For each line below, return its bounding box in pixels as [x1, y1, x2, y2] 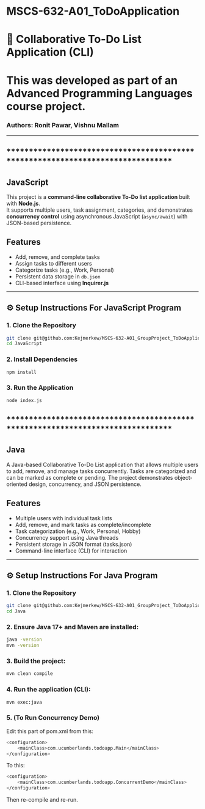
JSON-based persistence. [6, 219, 72, 227]
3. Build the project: [6, 657, 66, 665]
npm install [6, 369, 37, 375]
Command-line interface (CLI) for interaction [15, 546, 128, 554]
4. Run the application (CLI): [6, 685, 91, 694]
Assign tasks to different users [15, 259, 93, 267]
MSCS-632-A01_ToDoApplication [6, 4, 180, 18]
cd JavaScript [6, 341, 43, 347]
